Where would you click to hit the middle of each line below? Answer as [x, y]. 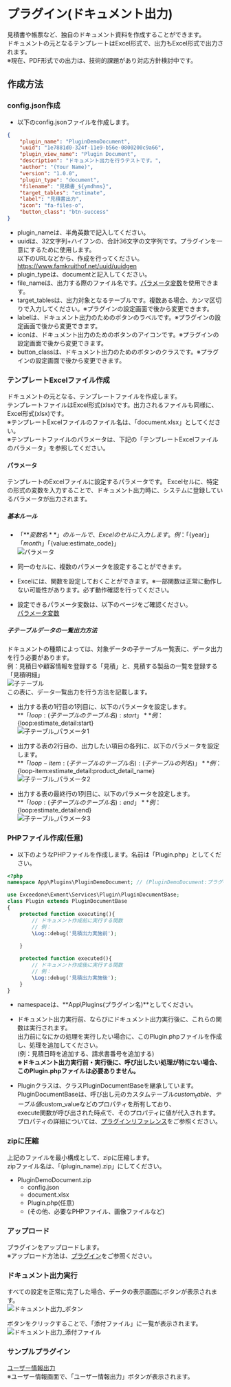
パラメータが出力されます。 [52, 499]
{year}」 [201, 535]
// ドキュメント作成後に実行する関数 [78, 965]
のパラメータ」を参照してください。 [58, 448]
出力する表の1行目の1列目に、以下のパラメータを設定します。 [103, 707]
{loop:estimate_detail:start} [55, 723]
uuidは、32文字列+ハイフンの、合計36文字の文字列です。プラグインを [117, 241]
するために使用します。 [62, 250]
